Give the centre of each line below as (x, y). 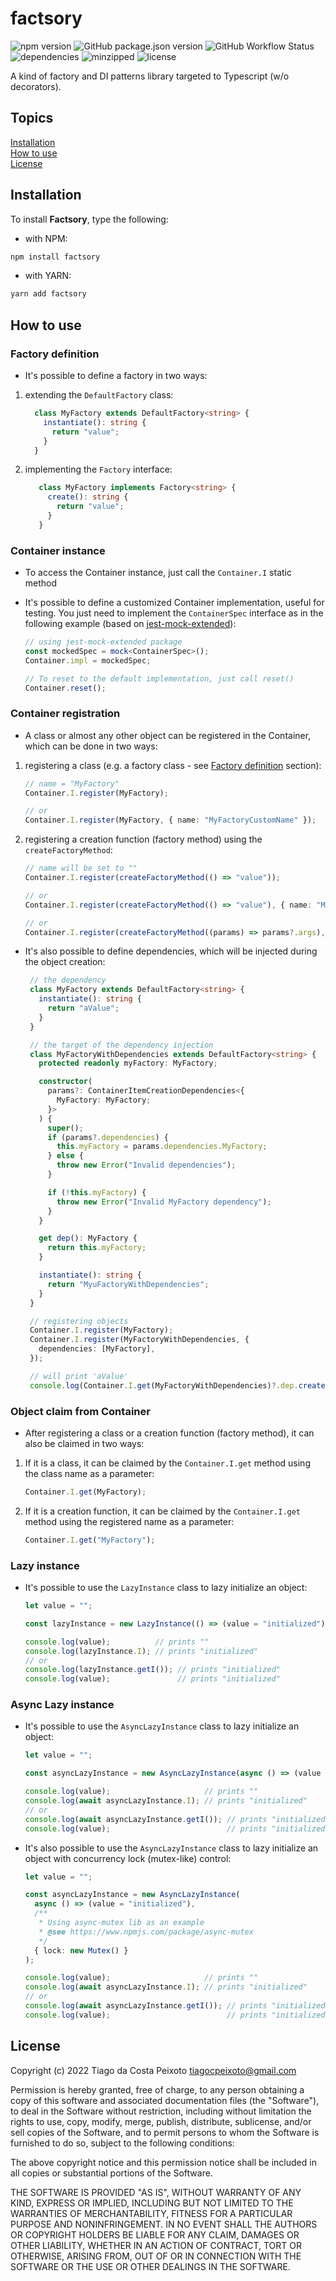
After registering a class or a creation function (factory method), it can (169, 1433)
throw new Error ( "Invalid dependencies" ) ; (146, 1165)
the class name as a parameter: (89, 1474)
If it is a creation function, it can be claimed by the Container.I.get (163, 1511)
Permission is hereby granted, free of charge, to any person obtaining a (157, 2089)
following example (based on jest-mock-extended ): (130, 624)
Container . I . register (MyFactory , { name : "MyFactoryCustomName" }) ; (170, 820)
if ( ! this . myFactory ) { (97, 1192)
